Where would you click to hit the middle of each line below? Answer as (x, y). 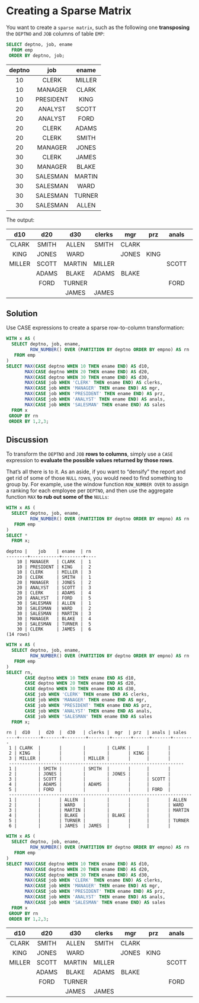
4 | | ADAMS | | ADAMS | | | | (89, 784)
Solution (22, 313)
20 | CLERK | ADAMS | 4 (54, 593)
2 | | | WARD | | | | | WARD (96, 805)
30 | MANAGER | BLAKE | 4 (54, 619)
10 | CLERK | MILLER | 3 (54, 572)
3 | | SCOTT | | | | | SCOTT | (89, 779)
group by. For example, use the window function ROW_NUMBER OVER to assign (97, 485)
